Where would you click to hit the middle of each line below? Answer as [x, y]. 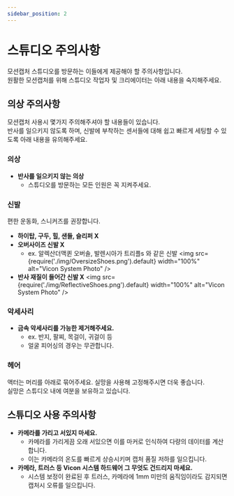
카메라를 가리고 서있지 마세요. [57, 433]
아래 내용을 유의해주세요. [54, 140]
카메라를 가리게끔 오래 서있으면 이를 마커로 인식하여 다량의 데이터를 [119, 442]
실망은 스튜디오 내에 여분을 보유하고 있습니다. [69, 391]
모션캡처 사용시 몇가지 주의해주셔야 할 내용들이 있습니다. [84, 122]
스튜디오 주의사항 [54, 50]
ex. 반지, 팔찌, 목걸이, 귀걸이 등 [70, 337]
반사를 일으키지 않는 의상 [51, 176]
